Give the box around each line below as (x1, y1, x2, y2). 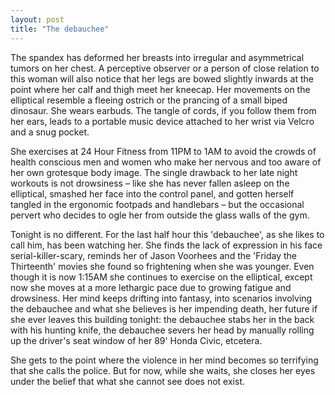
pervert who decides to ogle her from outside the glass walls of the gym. (10, 209, 310, 221)
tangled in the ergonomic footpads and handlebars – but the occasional (10, 198, 305, 210)
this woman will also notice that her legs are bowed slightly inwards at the (10, 72, 314, 85)
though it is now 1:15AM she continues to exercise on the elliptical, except (10, 271, 313, 283)
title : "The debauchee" (10, 24, 110, 34)
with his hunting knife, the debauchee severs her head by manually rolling (10, 324, 315, 336)
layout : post (10, 14, 65, 25)
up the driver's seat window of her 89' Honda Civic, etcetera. (10, 334, 263, 346)
